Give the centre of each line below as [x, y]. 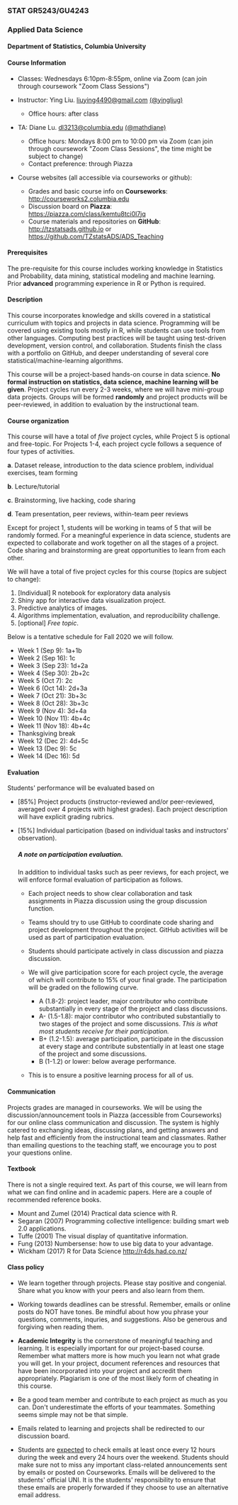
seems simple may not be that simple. [73, 1415]
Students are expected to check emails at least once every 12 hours [117, 1450]
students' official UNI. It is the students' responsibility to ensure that [117, 1480]
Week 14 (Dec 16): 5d [49, 756]
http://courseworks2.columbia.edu [79, 199]
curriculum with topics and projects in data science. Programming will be [114, 323]
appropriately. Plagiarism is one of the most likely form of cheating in [118, 1379]
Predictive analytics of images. [62, 608]
